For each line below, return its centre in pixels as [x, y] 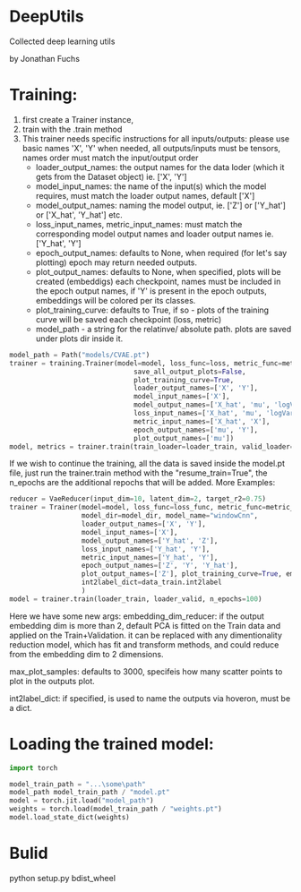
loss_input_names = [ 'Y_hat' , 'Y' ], [146, 549]
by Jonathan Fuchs [45, 58]
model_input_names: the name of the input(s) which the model [151, 186]
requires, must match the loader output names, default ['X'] [145, 195]
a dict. [21, 708]
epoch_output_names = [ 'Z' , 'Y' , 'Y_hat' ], [160, 566]
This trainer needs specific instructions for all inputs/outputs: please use [155, 138]
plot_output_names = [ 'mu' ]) [184, 438]
